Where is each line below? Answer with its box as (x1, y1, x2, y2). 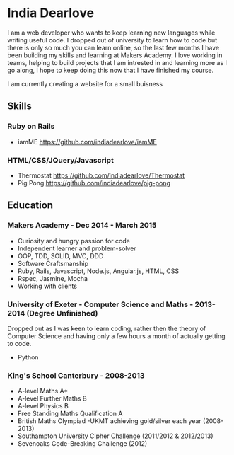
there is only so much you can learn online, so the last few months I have (7, 43, 220, 52)
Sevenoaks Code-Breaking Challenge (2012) (17, 439, 148, 448)
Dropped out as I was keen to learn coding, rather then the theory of (7, 324, 206, 333)
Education (7, 200, 54, 212)
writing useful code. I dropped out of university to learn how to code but (7, 35, 218, 44)
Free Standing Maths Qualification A (17, 409, 123, 418)
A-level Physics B (17, 402, 69, 410)
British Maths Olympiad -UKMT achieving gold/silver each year (17, 417, 201, 425)
